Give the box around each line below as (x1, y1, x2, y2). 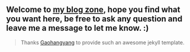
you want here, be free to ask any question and (6, 14, 182, 24)
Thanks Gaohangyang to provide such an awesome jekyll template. (20, 38, 185, 46)
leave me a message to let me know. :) (6, 23, 149, 33)
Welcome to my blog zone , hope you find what (6, 5, 181, 15)
